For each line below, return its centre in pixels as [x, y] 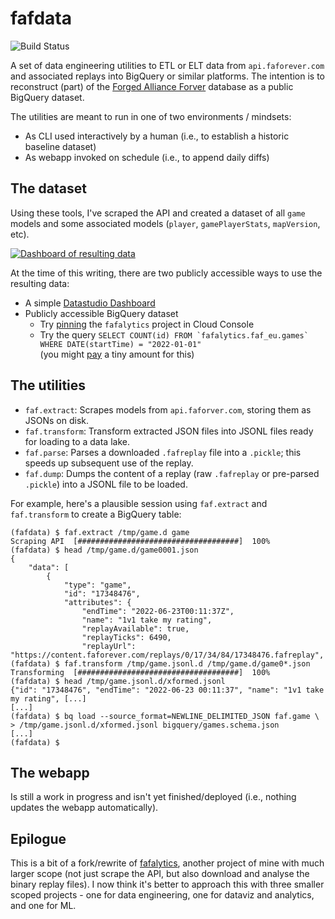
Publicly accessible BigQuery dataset [101, 313]
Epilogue [38, 838]
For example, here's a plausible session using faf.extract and [139, 503]
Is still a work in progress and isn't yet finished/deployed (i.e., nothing [153, 797]
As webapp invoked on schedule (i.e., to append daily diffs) [147, 157]
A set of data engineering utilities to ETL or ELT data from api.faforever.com [167, 65]
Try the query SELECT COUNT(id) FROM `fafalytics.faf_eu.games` [174, 334]
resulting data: [40, 283]
